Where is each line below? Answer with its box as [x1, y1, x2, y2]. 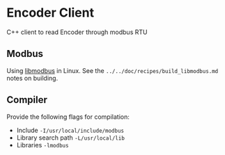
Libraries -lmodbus [16, 140, 69, 149]
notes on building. [6, 74, 59, 82]
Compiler [6, 94, 48, 106]
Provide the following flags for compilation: [6, 113, 130, 121]
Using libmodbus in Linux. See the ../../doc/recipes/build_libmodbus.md [6, 66, 219, 74]
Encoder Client [6, 5, 95, 21]
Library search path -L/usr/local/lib [16, 133, 125, 142]
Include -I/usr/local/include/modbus [16, 126, 125, 134]
